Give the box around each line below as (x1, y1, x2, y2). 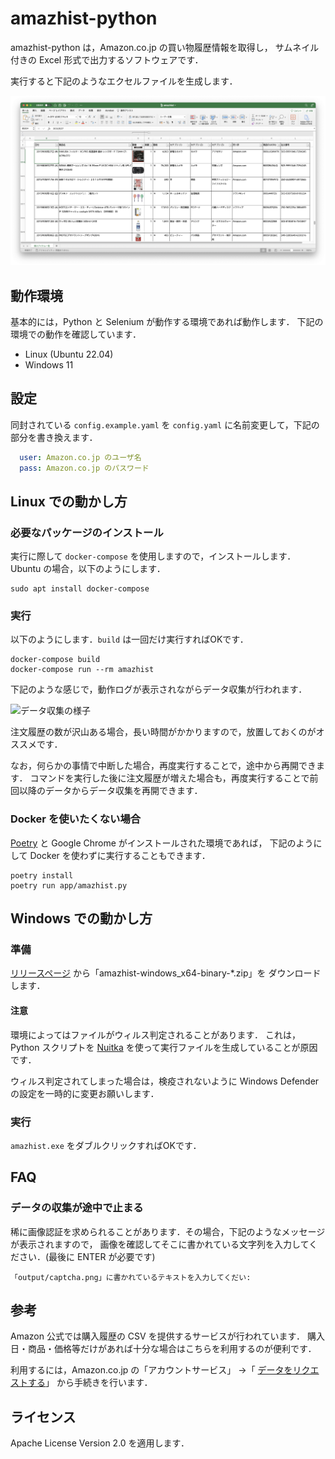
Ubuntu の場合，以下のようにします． (10, 563, 166, 575)
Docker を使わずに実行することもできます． (29, 849, 211, 861)
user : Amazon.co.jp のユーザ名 (19, 452, 142, 462)
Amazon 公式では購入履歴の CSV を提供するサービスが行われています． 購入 (10, 1330, 325, 1342)
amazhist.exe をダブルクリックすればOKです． (10, 1139, 202, 1151)
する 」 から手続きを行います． (27, 1377, 153, 1389)
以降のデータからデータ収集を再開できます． (18, 785, 203, 797)
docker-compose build (10, 655, 101, 665)
